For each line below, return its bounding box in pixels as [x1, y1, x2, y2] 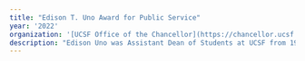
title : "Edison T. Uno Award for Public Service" [9, 13, 202, 22]
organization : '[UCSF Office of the [9, 30, 148, 39]
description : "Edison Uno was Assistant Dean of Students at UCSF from [9, 38, 286, 48]
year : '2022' [9, 22, 59, 30]
